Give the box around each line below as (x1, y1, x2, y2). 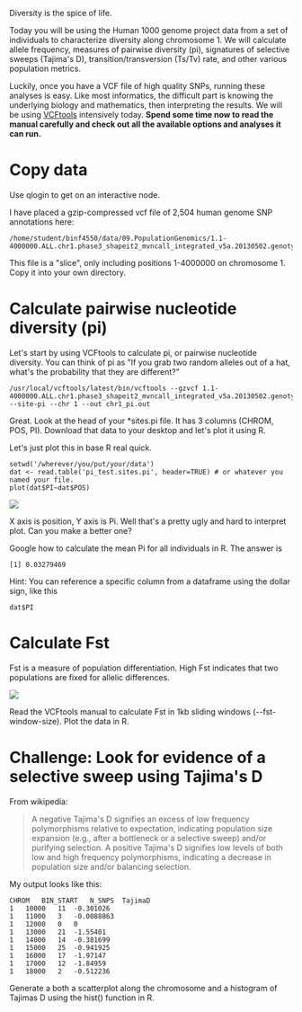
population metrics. (9, 63, 81, 74)
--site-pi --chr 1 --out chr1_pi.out (9, 399, 151, 408)
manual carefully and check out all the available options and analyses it (9, 119, 281, 129)
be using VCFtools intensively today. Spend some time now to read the (9, 110, 274, 120)
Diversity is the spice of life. (9, 8, 112, 18)
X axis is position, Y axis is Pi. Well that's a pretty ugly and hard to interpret (9, 516, 287, 527)
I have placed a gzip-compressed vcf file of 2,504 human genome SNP (9, 207, 273, 217)
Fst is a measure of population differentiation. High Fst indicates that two (9, 662, 279, 673)
